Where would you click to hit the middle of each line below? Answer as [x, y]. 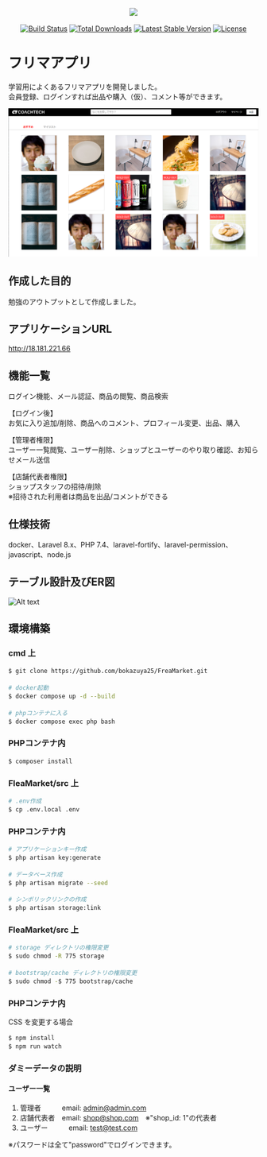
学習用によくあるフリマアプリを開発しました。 [85, 87]
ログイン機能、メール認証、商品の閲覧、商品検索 [88, 397]
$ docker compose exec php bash [62, 722]
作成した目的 [40, 281]
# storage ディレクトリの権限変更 [58, 948]
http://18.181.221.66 [39, 349]
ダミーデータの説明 [45, 1068]
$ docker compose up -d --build [62, 697]
